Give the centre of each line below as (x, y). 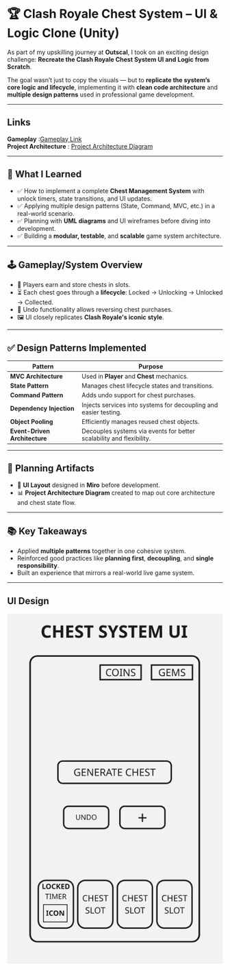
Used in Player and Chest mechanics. (135, 376)
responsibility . (38, 566)
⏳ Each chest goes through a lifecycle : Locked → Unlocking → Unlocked (120, 293)
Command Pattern (37, 395)
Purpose (151, 366)
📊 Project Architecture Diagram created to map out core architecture (116, 493)
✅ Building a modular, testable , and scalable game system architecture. (119, 236)
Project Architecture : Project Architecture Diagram (80, 146)
